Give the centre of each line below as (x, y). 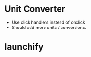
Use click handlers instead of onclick (48, 22)
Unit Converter (35, 9)
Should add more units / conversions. (49, 27)
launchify (24, 47)
